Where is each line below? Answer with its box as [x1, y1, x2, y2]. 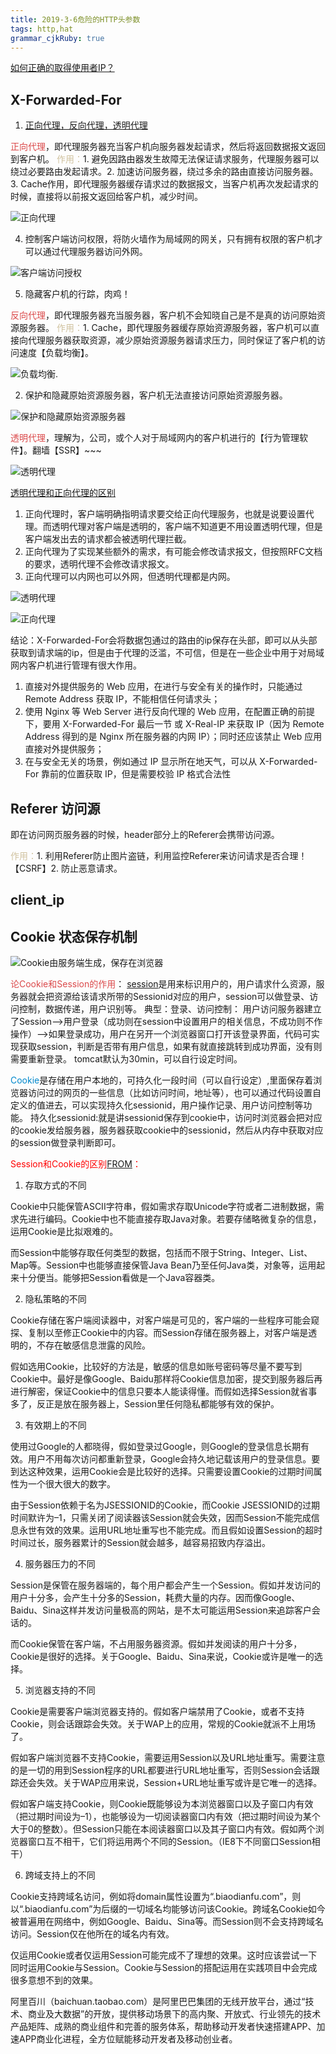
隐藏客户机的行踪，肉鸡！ [24, 288, 131, 300]
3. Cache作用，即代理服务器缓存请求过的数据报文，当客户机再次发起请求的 [10, 178, 319, 190]
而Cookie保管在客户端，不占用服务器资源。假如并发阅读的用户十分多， [10, 1638, 303, 1650]
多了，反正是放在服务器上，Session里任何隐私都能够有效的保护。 [10, 1398, 280, 1410]
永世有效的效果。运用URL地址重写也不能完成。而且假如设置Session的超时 [18, 1524, 323, 1536]
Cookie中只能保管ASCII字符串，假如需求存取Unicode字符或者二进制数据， [10, 1201, 316, 1213]
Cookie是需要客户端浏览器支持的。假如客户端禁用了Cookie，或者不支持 [10, 1706, 305, 1718]
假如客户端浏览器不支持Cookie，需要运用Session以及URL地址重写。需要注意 [10, 1752, 326, 1764]
